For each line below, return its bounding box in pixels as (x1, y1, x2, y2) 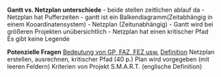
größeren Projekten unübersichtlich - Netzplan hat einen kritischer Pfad (7, 27, 209, 35)
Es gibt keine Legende (7, 35, 70, 43)
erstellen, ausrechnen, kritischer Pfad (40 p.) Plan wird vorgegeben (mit (7, 55, 210, 63)
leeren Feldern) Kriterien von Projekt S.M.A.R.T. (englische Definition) (7, 63, 203, 70)
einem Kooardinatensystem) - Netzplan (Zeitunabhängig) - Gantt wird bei (7, 20, 213, 28)
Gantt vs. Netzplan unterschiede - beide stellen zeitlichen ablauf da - (7, 6, 205, 14)
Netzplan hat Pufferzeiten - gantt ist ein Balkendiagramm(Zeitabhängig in (7, 13, 213, 21)
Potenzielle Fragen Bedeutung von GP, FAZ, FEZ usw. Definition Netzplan (7, 48, 215, 56)
